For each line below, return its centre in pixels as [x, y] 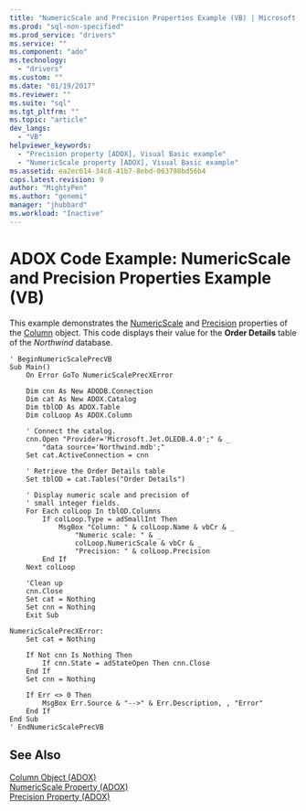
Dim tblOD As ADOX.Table [73, 407]
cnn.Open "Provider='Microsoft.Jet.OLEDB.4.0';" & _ [128, 439]
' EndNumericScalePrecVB [57, 727]
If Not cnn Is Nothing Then [79, 655]
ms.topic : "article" [49, 120]
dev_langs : [30, 129]
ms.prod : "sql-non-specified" [67, 27]
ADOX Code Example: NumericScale [150, 258]
